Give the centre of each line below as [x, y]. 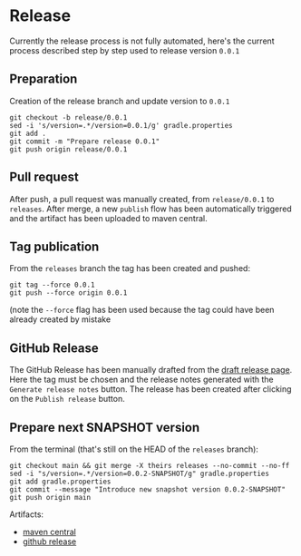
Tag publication [54, 246]
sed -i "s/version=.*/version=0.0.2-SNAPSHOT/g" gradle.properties [140, 473]
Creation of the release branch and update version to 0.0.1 [120, 101]
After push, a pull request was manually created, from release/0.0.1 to [142, 199]
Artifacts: [26, 514]
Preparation [44, 79]
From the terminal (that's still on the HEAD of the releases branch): [134, 449]
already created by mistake [60, 319]
